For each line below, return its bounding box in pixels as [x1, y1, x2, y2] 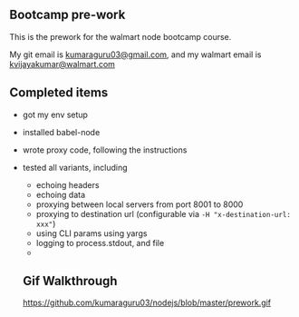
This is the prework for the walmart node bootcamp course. [9, 31, 232, 42]
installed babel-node [22, 126, 101, 137]
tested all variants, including [22, 162, 129, 173]
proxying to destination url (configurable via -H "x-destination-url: [35, 208, 292, 219]
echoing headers [35, 179, 100, 190]
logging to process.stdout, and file [35, 237, 165, 248]
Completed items [9, 85, 109, 101]
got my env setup [22, 109, 89, 120]
